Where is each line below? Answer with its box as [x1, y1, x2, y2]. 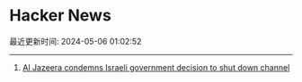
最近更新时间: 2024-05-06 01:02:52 [9, 36, 142, 46]
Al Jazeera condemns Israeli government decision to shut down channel [22, 61, 290, 72]
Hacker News [9, 5, 112, 26]
